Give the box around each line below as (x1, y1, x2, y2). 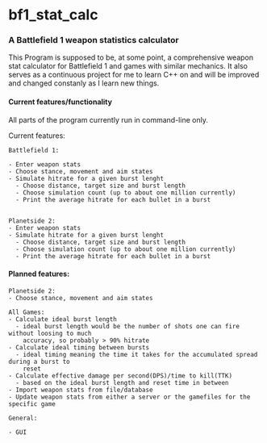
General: (8, 414, 38, 422)
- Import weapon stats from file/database (8, 386, 153, 394)
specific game (8, 399, 56, 408)
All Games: (8, 308, 45, 316)
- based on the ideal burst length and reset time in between (15, 378, 229, 387)
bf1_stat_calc (8, 6, 98, 24)
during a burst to (8, 357, 70, 366)
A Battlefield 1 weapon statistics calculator (8, 35, 179, 46)
